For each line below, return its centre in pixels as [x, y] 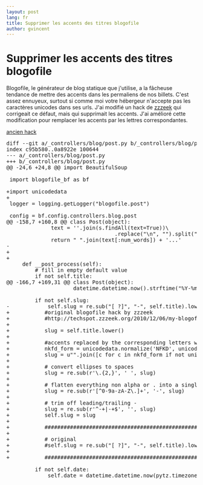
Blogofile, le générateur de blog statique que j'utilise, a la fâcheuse [89, 88]
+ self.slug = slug [51, 415]
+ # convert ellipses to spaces [70, 367]
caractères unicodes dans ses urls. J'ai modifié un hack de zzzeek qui [94, 108]
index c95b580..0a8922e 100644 [53, 149]
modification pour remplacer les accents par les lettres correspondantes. [97, 120]
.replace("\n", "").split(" [156, 234]
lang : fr [17, 18]
